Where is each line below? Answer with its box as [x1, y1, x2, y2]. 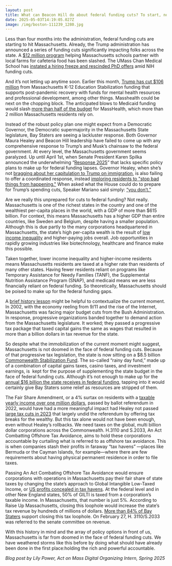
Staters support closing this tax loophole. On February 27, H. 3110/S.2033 [5, 514, 160, 520]
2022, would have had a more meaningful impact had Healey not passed [5, 405, 159, 412]
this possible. [5, 246, 33, 252]
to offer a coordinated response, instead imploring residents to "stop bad [5, 175, 159, 182]
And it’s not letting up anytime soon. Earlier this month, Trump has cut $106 [5, 79, 164, 85]
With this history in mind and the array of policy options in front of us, [5, 529, 152, 535]
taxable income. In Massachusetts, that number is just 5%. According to [5, 497, 157, 503]
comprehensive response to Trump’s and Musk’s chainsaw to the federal [5, 143, 158, 149]
